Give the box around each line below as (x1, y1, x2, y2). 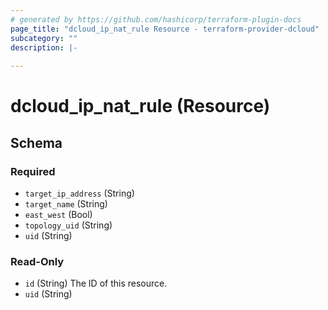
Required (10, 164, 56, 178)
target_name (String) (24, 198, 108, 210)
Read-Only (10, 254, 65, 268)
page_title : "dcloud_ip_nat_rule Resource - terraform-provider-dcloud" (10, 24, 320, 34)
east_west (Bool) (24, 209, 93, 220)
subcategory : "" (10, 33, 78, 43)
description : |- (10, 42, 78, 53)
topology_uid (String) (24, 219, 113, 231)
